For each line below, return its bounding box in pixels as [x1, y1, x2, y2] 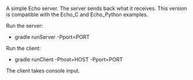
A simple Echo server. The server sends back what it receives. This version [6, 5, 187, 12]
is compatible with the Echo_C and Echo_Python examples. [6, 11, 148, 18]
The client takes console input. [6, 67, 80, 74]
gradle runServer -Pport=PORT [14, 34, 90, 40]
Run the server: [6, 23, 43, 29]
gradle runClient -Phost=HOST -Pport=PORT [14, 56, 123, 63]
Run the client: [6, 45, 41, 52]
